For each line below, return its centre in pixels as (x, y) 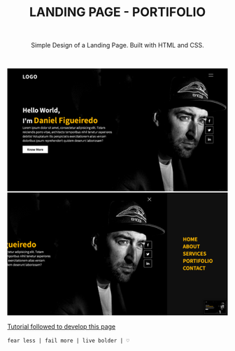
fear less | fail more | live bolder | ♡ (69, 341)
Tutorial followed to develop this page (62, 327)
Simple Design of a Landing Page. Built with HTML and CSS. (117, 45)
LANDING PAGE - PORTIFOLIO (117, 12)
